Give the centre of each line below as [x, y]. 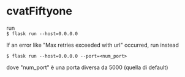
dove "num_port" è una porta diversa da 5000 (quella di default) [87, 67]
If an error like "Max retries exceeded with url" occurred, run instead [93, 45]
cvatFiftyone [39, 11]
